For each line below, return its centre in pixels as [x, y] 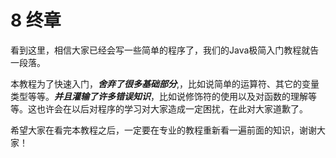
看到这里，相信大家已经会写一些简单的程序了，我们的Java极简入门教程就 [160, 50]
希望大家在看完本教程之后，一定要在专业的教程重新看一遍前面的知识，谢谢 [163, 130]
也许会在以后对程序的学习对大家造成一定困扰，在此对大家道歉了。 [172, 108]
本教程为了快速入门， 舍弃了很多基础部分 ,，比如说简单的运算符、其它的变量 [165, 83]
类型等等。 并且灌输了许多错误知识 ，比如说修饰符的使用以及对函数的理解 [159, 96]
